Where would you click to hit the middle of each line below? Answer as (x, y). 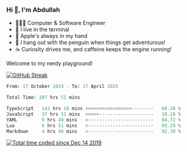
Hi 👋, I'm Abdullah (33, 10)
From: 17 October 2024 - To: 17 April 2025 (62, 87)
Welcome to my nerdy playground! (50, 63)
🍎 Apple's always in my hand (51, 36)
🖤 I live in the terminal (42, 29)
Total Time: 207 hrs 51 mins (43, 98)
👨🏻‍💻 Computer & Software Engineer (60, 23)
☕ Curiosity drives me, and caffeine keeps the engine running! (93, 49)
